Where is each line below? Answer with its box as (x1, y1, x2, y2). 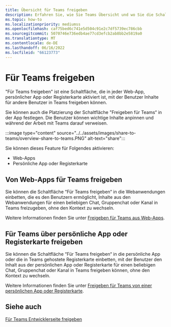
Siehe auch (5, 303, 42, 311)
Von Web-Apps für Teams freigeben (5, 175, 123, 184)
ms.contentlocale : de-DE (5, 41, 58, 46)
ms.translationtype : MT (5, 36, 56, 41)
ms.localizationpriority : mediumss (5, 21, 81, 27)
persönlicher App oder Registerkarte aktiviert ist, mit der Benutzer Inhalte (5, 94, 159, 100)
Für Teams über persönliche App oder (5, 229, 128, 238)
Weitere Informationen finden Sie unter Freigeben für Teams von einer (5, 283, 152, 289)
